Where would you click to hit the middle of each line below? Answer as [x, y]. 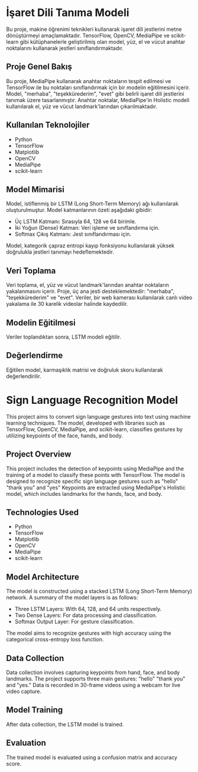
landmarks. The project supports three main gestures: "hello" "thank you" [96, 679]
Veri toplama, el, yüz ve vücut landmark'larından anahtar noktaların [88, 285]
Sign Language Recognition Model [92, 400]
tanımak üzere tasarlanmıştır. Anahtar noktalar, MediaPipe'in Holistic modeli [98, 100]
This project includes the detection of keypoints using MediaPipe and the [95, 469]
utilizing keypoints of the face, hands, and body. [64, 435]
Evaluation [26, 743]
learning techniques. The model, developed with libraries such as [86, 423]
